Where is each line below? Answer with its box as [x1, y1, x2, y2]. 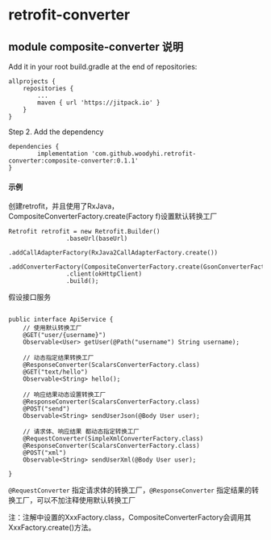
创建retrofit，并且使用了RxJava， [8, 201, 119, 211]
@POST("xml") [23, 449, 67, 458]
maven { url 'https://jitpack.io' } [37, 99, 161, 107]
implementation [37, 150, 89, 158]
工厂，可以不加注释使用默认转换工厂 [15, 496, 135, 505]
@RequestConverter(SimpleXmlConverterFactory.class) [23, 435, 204, 443]
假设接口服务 [8, 293, 51, 302]
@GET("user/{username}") [23, 331, 106, 340]
